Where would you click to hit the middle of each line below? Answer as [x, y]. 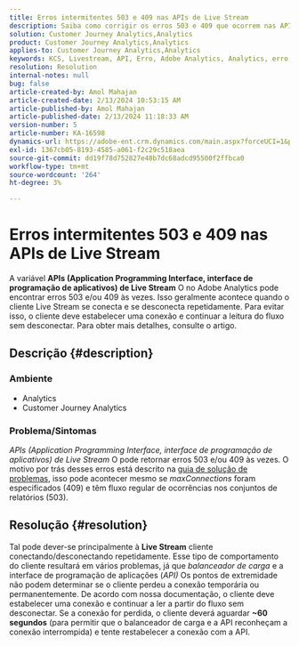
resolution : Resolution [53, 68]
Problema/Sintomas [53, 431]
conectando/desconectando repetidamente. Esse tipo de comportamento [144, 556]
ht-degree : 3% [36, 183]
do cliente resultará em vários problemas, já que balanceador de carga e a [146, 565]
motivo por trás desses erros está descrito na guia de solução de [129, 469]
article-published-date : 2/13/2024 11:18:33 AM [99, 117]
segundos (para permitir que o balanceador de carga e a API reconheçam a [148, 622]
